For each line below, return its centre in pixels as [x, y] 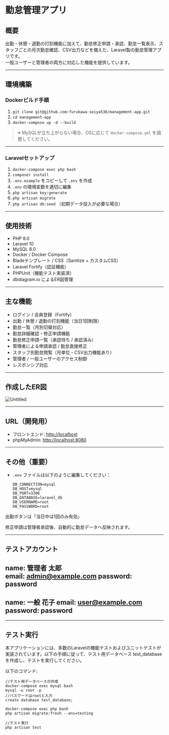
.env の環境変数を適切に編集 [42, 186]
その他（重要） [28, 462]
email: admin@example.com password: [69, 576]
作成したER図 [26, 387]
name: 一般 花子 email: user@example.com [74, 603]
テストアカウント [32, 549]
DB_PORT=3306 [26, 493]
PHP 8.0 [21, 238]
